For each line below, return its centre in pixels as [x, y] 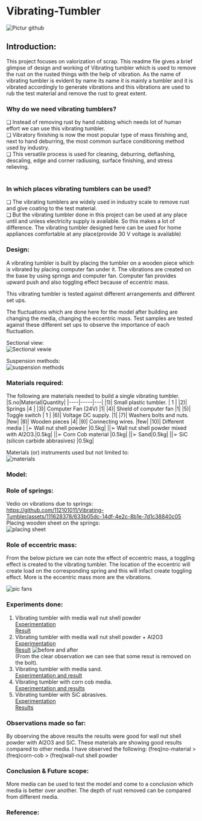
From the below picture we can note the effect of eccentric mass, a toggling [100, 558]
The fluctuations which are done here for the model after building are [92, 312]
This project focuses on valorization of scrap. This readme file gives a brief [99, 61]
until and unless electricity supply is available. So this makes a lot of [90, 221]
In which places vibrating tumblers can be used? [79, 189]
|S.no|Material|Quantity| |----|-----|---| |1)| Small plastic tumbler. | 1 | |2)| [97, 402]
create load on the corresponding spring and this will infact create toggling [99, 571]
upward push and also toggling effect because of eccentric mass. [88, 282]
